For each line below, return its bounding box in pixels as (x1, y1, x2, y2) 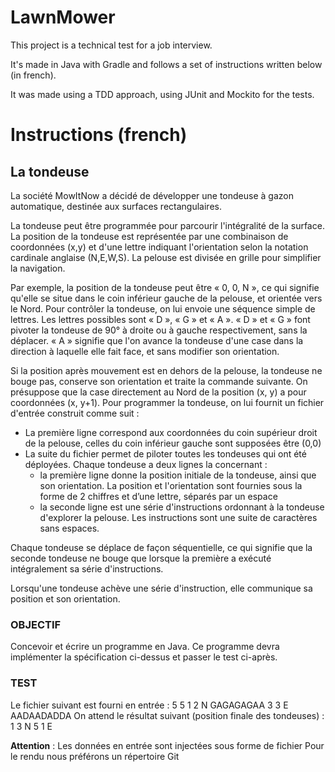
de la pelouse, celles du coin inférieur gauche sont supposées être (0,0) (24, 437, 322, 449)
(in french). (10, 69, 57, 81)
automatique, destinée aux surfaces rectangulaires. (10, 200, 222, 212)
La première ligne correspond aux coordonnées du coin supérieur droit (24, 426, 318, 438)
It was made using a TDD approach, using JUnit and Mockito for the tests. (10, 88, 315, 100)
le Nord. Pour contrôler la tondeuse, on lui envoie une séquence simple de (10, 302, 316, 315)
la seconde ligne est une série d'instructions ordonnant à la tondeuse (39, 501, 325, 513)
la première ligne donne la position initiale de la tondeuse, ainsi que (39, 469, 317, 481)
